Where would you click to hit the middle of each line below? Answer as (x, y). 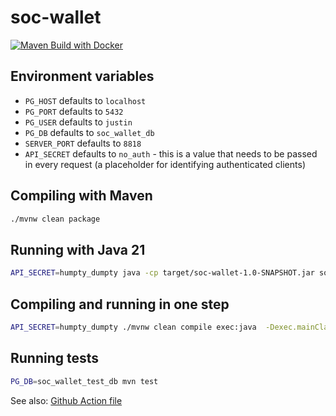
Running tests (55, 358)
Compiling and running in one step (120, 304)
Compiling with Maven (81, 196)
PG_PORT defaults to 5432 (74, 111)
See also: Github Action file (66, 400)
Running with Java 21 (78, 249)
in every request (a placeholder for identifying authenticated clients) (165, 164)
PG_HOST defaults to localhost (85, 100)
